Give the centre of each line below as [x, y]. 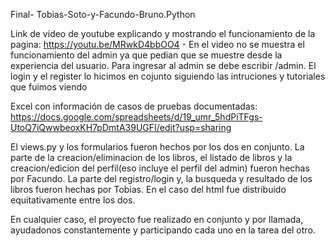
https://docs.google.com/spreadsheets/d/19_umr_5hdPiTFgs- [136, 117]
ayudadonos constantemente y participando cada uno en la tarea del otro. [163, 230]
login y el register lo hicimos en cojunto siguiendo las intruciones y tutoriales [168, 76]
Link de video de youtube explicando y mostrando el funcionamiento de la [163, 33]
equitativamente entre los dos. [73, 200]
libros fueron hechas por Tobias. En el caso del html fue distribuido [148, 189]
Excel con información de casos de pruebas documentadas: [134, 106]
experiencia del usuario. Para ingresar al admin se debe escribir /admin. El [163, 65]
